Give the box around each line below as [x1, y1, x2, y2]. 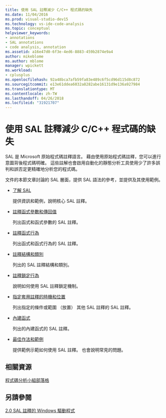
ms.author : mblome [5, 59, 44, 64]
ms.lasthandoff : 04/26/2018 [5, 96, 64, 101]
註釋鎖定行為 [12, 272, 39, 278]
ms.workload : [5, 68, 33, 73]
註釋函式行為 [12, 230, 39, 236]
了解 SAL [12, 187, 32, 193]
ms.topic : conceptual [5, 26, 51, 31]
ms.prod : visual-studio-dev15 [5, 17, 69, 22]
